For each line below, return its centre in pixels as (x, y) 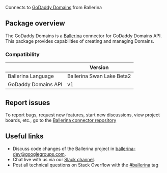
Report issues (28, 102)
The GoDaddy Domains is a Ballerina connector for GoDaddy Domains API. (83, 36)
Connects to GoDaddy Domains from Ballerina (54, 7)
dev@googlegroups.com (39, 154)
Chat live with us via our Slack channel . (54, 159)
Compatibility (22, 54)
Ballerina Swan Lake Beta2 (99, 76)
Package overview (35, 23)
